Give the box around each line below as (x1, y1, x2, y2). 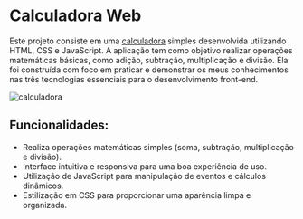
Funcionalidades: (9, 118, 109, 133)
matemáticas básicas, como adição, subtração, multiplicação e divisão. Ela (9, 54, 289, 65)
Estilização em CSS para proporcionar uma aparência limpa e (22, 189, 251, 200)
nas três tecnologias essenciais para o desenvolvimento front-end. (9, 73, 259, 84)
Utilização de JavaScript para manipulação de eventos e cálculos (22, 170, 267, 181)
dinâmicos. (22, 180, 64, 191)
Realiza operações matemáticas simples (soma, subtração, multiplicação (22, 141, 295, 152)
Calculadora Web (9, 5, 142, 26)
